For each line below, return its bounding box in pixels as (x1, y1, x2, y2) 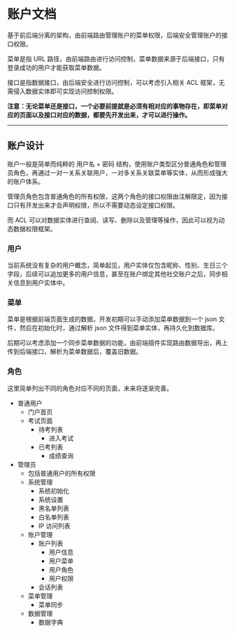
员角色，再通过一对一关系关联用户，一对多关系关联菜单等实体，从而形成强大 (7, 168, 228, 177)
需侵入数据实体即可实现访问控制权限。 (7, 87, 117, 95)
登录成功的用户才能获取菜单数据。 (7, 63, 106, 72)
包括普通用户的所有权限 (27, 469, 96, 477)
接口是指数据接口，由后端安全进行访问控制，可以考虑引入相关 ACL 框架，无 (7, 78, 225, 86)
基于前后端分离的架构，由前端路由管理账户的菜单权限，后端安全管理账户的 (7, 31, 222, 39)
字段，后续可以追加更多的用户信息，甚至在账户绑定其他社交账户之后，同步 (7, 270, 222, 278)
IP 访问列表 (38, 522, 71, 530)
